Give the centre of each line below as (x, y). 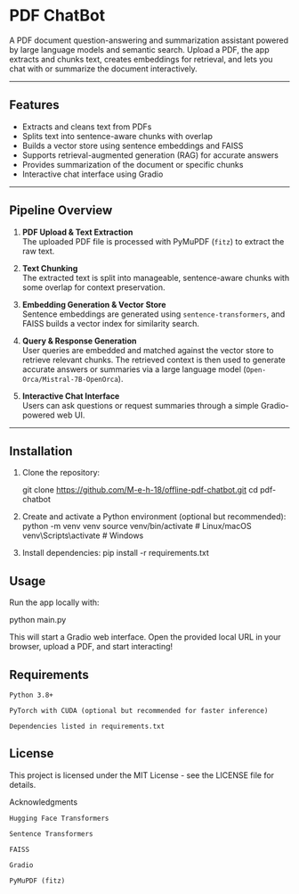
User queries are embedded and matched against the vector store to (148, 350)
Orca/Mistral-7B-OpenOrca (70, 379)
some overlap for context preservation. (93, 287)
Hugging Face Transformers (59, 818)
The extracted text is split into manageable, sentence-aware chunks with (156, 277)
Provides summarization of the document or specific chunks (133, 164)
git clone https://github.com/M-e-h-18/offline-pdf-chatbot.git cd (140, 490)
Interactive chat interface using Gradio (93, 174)
